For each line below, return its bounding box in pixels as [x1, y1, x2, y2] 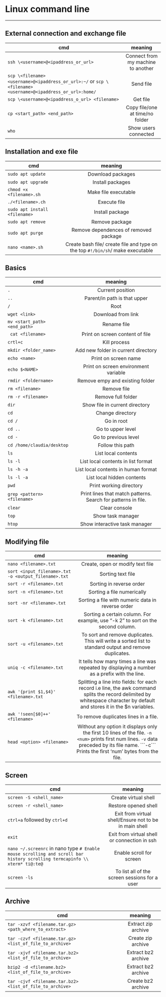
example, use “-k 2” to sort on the [78, 617, 157, 624]
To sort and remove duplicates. [81, 631, 154, 638]
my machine [127, 59, 156, 66]
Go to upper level [96, 426, 136, 433]
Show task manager [93, 513, 139, 520]
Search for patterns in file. [85, 496, 147, 503]
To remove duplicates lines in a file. [76, 713, 158, 720]
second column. [98, 623, 136, 630]
